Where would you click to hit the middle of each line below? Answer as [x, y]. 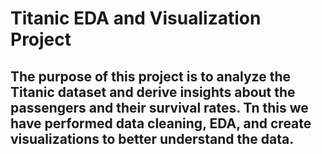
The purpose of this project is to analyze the [150, 76]
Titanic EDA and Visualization [136, 18]
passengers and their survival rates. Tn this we [159, 107]
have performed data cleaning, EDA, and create [161, 123]
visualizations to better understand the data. [152, 138]
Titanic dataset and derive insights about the [153, 92]
